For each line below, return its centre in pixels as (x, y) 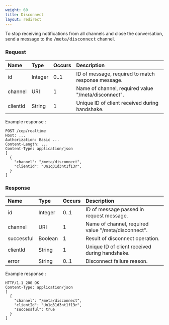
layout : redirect (23, 19)
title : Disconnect (24, 15)
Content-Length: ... (27, 144)
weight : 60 (17, 10)
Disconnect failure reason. (116, 261)
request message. (107, 215)
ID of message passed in (115, 209)
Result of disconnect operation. (122, 238)
